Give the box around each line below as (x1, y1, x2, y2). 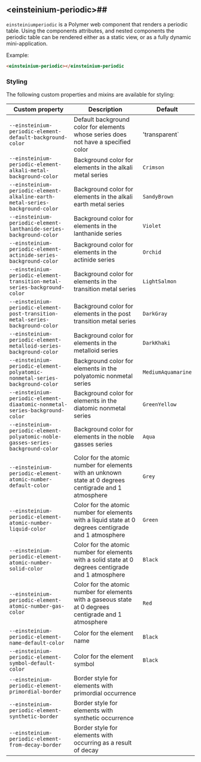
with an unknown (74, 468, 122, 476)
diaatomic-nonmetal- (9, 401, 68, 407)
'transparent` (142, 130, 179, 139)
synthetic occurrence (74, 713, 134, 722)
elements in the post (74, 309, 131, 317)
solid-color (9, 565, 44, 572)
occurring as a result (74, 738, 132, 746)
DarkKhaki (142, 339, 170, 346)
